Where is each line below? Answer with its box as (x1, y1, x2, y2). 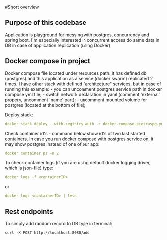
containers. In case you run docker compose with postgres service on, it (5, 136, 154, 142)
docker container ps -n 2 (5, 151, 59, 156)
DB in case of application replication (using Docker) (5, 42, 111, 48)
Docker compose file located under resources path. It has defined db (5, 70, 147, 76)
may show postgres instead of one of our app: (5, 141, 100, 147)
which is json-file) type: (5, 165, 54, 171)
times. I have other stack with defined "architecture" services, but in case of (5, 81, 161, 87)
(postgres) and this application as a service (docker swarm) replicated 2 (5, 75, 153, 81)
